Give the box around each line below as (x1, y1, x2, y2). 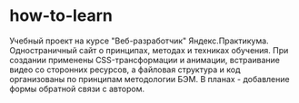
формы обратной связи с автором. (9, 83, 145, 94)
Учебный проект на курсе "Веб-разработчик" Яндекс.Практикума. (9, 35, 270, 46)
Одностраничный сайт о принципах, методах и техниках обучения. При (9, 44, 289, 55)
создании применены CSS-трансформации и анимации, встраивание (9, 54, 280, 65)
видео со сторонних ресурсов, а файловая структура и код (9, 64, 241, 75)
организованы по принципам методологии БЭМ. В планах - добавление (9, 73, 290, 84)
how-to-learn (9, 5, 114, 26)
